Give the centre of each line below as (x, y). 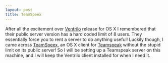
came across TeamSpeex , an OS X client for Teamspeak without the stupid (83, 44)
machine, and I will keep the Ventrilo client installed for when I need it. (78, 55)
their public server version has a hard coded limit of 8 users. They (74, 34)
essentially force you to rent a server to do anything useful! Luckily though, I (84, 39)
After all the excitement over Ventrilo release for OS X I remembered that (80, 28)
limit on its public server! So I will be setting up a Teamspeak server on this (83, 50)
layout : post (19, 10)
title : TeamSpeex (23, 14)
